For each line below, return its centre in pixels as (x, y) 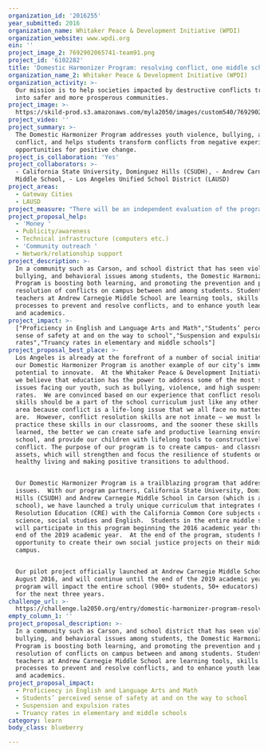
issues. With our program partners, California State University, (130, 491)
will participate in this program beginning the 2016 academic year (132, 528)
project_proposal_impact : (51, 683)
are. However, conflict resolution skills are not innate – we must (133, 417)
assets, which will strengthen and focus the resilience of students (133, 454)
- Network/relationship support (69, 254)
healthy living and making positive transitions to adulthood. (122, 462)
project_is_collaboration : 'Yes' (64, 157)
